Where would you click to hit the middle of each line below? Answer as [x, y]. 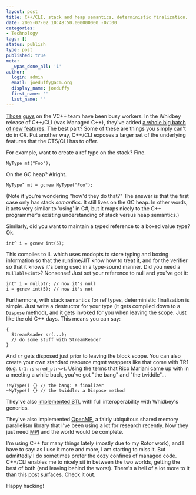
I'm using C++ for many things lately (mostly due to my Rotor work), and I [95, 443]
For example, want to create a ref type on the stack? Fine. [76, 152]
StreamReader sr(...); [39, 334]
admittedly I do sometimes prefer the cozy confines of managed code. [92, 456]
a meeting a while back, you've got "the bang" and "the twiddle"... [86, 374]
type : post [19, 50]
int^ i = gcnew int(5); [35, 243]
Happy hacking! [25, 486]
